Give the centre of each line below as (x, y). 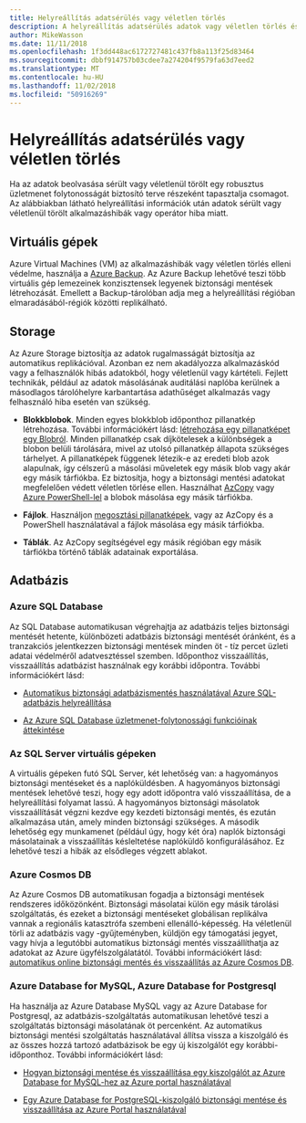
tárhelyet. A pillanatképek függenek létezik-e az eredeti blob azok (146, 458)
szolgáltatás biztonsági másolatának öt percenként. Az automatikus (136, 1025)
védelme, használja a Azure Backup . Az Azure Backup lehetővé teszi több (148, 274)
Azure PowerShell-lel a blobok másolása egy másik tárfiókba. (138, 498)
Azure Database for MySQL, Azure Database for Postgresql (143, 986)
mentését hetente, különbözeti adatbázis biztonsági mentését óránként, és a (153, 636)
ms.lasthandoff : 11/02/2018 (63, 86)
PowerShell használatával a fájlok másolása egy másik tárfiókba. (143, 525)
